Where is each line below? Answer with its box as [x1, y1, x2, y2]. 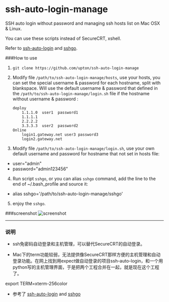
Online [12, 128, 27, 133]
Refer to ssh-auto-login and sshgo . [5, 45, 78, 51]
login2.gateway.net [22, 136, 63, 142]
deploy [12, 105, 27, 110]
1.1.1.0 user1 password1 [22, 110, 78, 115]
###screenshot [5, 210, 37, 216]
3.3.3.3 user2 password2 [22, 123, 78, 128]
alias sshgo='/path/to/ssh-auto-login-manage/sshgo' [12, 191, 123, 197]
